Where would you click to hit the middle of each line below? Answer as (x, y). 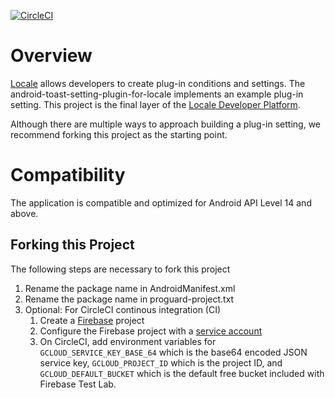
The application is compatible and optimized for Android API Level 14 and (161, 202)
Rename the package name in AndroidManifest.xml (130, 288)
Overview (51, 56)
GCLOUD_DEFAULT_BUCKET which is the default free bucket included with (182, 373)
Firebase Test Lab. (78, 384)
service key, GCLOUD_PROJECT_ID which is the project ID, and (161, 362)
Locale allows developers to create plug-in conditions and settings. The (158, 83)
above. (24, 213)
